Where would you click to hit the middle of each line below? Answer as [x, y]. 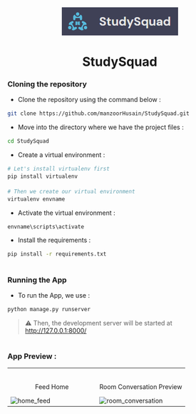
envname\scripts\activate [46, 227]
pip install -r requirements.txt [57, 254]
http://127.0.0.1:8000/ [56, 330]
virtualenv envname [36, 199]
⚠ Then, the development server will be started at [98, 323]
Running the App [37, 280]
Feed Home [52, 387]
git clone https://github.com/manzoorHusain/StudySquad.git [99, 113]
